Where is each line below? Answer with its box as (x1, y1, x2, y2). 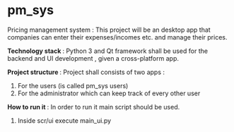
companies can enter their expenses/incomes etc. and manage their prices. (7, 32, 228, 41)
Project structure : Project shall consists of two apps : (7, 68, 165, 76)
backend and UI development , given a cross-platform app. (7, 54, 179, 62)
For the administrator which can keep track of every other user (17, 89, 201, 97)
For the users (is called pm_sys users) (17, 81, 129, 90)
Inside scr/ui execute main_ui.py (17, 116, 112, 125)
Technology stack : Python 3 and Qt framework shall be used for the (7, 47, 209, 55)
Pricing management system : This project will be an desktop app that (7, 25, 211, 34)
